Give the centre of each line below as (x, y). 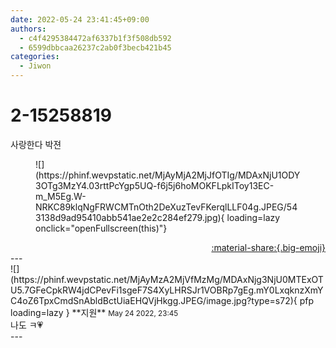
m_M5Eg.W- (61, 196)
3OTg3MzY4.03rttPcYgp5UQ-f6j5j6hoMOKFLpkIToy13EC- (155, 185)
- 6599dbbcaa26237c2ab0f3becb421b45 (95, 47)
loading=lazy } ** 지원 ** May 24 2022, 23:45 (94, 312)
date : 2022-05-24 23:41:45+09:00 (80, 19)
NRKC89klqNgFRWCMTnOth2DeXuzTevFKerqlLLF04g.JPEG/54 (166, 207)
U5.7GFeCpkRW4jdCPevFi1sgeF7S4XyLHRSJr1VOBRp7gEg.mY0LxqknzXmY (167, 290)
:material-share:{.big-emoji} (268, 247)
